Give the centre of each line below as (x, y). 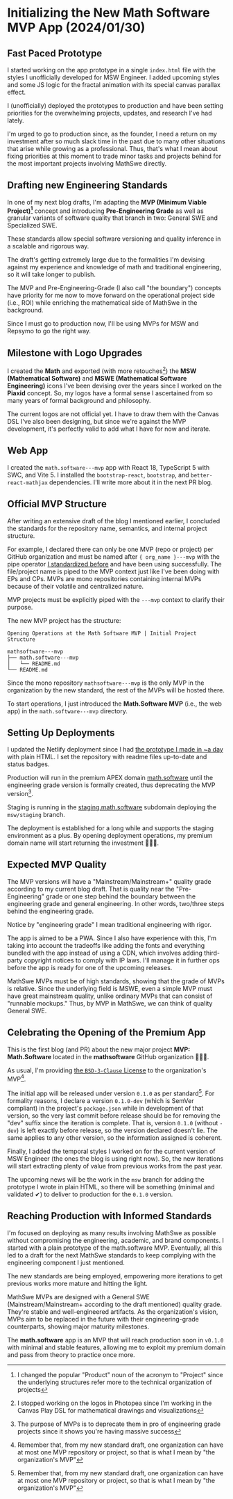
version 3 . (20, 793)
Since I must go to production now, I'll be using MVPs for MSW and (103, 324)
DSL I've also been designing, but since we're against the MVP (97, 421)
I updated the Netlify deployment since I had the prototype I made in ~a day (115, 749)
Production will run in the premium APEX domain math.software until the (110, 778)
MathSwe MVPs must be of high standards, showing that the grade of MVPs (116, 981)
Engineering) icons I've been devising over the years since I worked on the (115, 386)
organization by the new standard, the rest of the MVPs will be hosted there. (116, 690)
